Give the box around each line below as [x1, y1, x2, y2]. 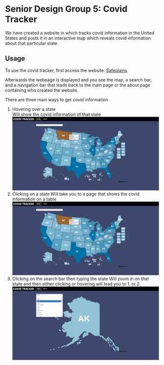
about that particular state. [5, 40, 59, 46]
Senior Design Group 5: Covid [5, 3, 128, 15]
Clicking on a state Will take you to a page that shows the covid [12, 191, 140, 197]
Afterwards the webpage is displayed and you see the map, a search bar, [5, 77, 152, 82]
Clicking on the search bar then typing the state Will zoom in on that [12, 276, 149, 282]
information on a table [12, 196, 57, 202]
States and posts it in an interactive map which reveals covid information [5, 35, 151, 41]
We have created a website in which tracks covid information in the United [5, 30, 155, 36]
